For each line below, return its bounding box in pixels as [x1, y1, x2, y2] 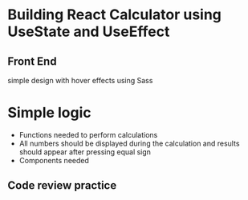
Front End [7, 54, 57, 68]
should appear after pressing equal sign [18, 146, 152, 157]
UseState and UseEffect [7, 22, 170, 41]
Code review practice [7, 178, 117, 193]
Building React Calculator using [7, 6, 222, 24]
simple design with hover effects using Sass [7, 76, 153, 85]
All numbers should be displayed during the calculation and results [18, 138, 240, 148]
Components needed [18, 155, 90, 165]
